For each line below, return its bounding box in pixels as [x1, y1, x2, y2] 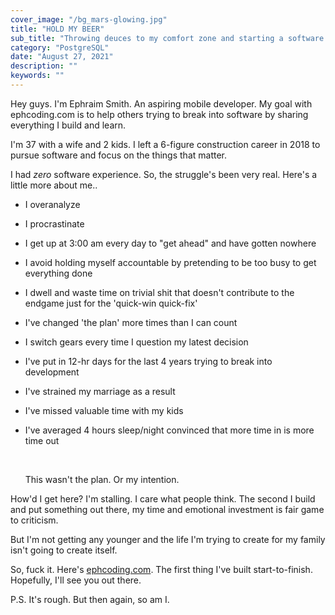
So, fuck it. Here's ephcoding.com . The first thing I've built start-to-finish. [10, 563, 313, 575]
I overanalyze [24, 198, 81, 210]
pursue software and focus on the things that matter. [10, 149, 228, 161]
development [24, 366, 80, 378]
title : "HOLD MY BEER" [10, 24, 105, 34]
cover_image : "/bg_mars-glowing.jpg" [10, 14, 168, 25]
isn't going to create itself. [10, 544, 118, 556]
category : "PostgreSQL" [10, 42, 110, 53]
